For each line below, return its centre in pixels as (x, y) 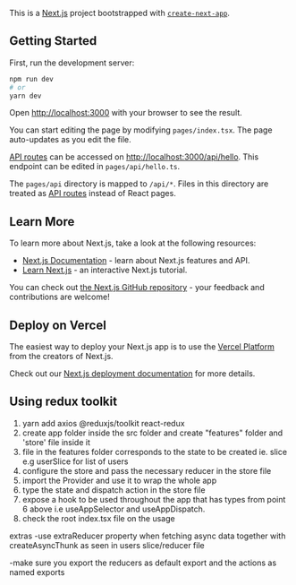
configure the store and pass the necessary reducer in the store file (147, 470)
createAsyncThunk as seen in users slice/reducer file (107, 545)
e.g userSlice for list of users (75, 461)
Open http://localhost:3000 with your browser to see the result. (126, 113)
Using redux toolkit (63, 402)
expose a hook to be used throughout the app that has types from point (154, 499)
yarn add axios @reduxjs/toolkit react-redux (103, 423)
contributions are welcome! (59, 297)
